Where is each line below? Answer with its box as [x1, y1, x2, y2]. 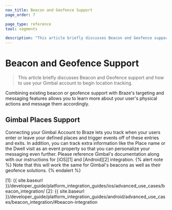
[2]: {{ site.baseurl [46, 188, 84, 194]
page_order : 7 [5, 12, 36, 17]
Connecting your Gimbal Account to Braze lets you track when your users [5, 129, 161, 135]
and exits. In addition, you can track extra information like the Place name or [5, 140, 166, 146]
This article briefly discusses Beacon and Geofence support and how [17, 75, 164, 81]
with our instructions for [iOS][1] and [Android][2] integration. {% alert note [5, 156, 163, 162]
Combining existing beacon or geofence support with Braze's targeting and [5, 90, 164, 96]
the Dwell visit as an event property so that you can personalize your [5, 145, 150, 152]
